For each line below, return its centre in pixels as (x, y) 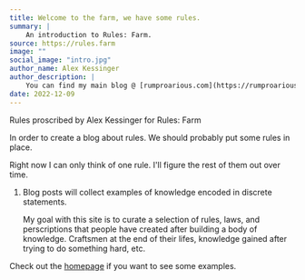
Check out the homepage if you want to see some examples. (123, 265)
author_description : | (52, 77)
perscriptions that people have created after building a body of (140, 229)
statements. (44, 202)
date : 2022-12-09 (42, 94)
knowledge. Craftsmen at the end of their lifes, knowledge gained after (155, 238)
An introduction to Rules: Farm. (89, 35)
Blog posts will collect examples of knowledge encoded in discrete (147, 192)
